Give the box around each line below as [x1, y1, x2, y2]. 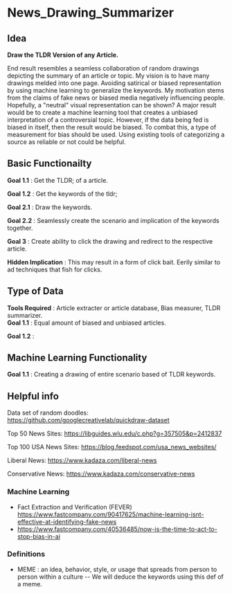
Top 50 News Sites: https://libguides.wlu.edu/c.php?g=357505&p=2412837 [7, 429, 222, 438]
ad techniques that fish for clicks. [7, 265, 102, 273]
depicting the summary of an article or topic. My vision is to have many [7, 71, 210, 80]
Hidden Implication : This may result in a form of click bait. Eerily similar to [7, 258, 220, 266]
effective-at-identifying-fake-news [17, 517, 117, 525]
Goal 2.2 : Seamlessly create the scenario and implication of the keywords [7, 216, 220, 224]
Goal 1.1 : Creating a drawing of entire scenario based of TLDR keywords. [7, 370, 216, 379]
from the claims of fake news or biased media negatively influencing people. [7, 93, 225, 102]
